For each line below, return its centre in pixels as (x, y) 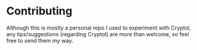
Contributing (39, 11)
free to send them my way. (40, 40)
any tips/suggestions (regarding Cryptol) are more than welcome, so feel (98, 34)
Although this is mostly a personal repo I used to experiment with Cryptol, (99, 28)
